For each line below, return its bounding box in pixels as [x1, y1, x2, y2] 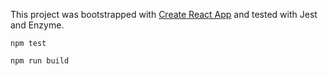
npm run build [10, 56, 70, 66]
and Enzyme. [10, 19, 65, 31]
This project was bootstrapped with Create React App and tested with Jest [10, 9, 318, 20]
